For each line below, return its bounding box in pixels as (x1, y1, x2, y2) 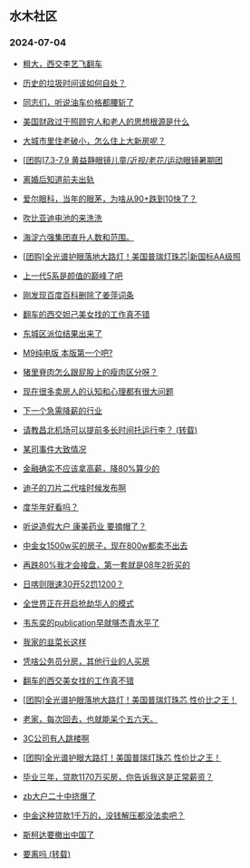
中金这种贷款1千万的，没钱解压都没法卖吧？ (22, 810, 186, 821)
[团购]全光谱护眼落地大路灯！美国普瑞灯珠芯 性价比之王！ (22, 694, 237, 705)
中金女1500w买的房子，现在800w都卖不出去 (22, 540, 188, 551)
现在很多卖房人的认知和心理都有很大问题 (22, 385, 174, 396)
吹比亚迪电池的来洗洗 (22, 212, 102, 223)
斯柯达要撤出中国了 (22, 829, 95, 840)
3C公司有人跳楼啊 (22, 733, 90, 744)
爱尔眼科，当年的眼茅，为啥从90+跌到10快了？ (22, 193, 197, 204)
